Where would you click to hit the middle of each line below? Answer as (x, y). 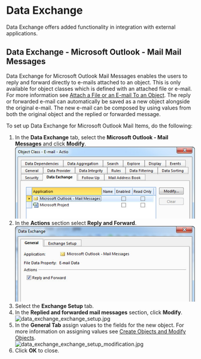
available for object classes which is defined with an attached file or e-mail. (99, 89)
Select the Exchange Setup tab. (54, 306)
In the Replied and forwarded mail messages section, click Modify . (98, 312)
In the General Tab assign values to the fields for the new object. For (99, 325)
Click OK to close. (37, 351)
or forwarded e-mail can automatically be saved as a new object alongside (98, 101)
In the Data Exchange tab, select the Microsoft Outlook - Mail (92, 137)
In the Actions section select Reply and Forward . (76, 223)
